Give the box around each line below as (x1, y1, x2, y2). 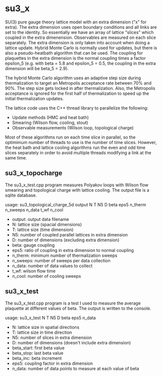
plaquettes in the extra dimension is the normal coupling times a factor (5, 55, 146, 61)
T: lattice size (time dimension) (12, 227, 74, 233)
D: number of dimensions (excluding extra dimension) (12, 237, 120, 243)
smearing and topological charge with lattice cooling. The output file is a (5, 187, 149, 193)
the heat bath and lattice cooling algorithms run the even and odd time (5, 144, 146, 150)
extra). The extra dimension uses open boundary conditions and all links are (5, 24, 157, 30)
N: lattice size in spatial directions (12, 324, 80, 330)
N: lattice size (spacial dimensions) (12, 221, 82, 227)
